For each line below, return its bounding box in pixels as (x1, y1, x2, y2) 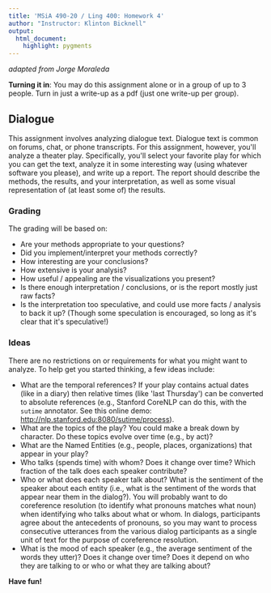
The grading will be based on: (8, 224, 108, 233)
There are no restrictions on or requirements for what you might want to (8, 356, 248, 365)
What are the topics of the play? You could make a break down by (19, 423, 240, 433)
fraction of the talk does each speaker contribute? (19, 466, 188, 476)
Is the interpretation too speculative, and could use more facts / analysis (19, 300, 261, 309)
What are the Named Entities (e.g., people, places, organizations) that (19, 440, 252, 450)
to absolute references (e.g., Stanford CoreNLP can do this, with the (19, 397, 247, 407)
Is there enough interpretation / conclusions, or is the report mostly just (19, 283, 258, 292)
